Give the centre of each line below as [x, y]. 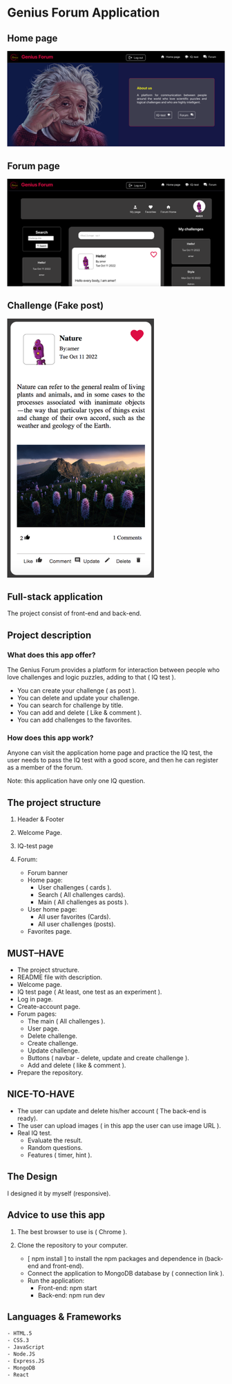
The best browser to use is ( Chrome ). [72, 1231]
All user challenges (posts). [77, 924]
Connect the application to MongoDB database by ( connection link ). [126, 1273]
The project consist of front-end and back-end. [74, 613]
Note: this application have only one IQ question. [76, 781]
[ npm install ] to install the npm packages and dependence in [115, 1258]
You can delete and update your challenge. [78, 698]
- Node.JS [21, 1354]
